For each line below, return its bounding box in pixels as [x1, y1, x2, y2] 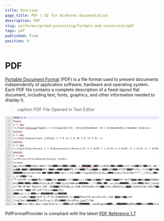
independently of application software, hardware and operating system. [5, 81, 149, 87]
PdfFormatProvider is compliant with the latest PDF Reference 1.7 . [5, 211, 137, 217]
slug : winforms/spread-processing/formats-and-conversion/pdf [5, 23, 134, 28]
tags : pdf [5, 28, 25, 34]
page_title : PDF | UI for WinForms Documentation [5, 13, 108, 18]
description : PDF [5, 18, 41, 23]
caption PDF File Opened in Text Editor [17, 106, 95, 112]
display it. [5, 97, 24, 103]
